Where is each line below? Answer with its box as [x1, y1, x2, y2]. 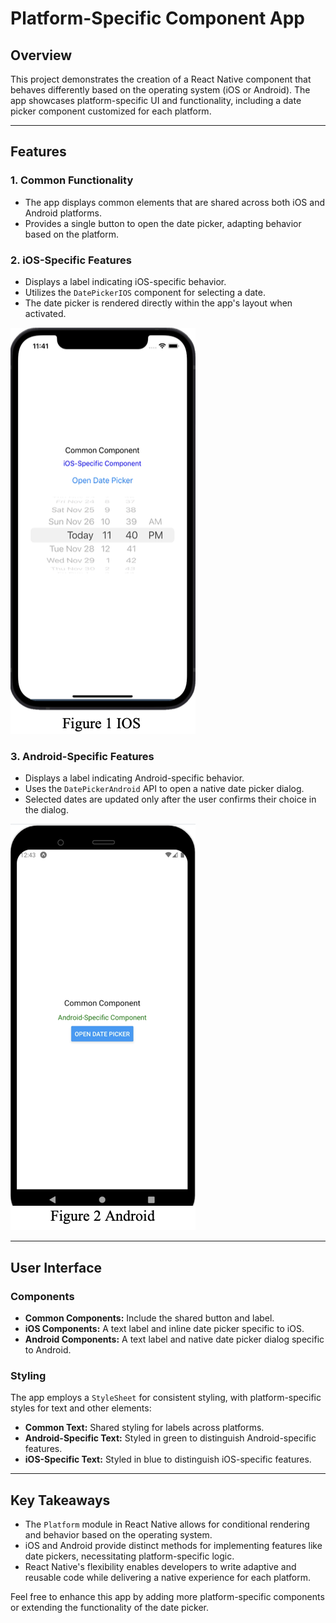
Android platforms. [24, 207, 103, 219]
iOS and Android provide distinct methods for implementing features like [24, 1540, 323, 1552]
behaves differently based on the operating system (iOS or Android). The [10, 84, 311, 96]
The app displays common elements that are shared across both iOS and [24, 196, 325, 208]
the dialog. [24, 804, 69, 816]
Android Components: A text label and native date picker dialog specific [24, 1333, 325, 1345]
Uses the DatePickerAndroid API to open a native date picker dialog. [24, 783, 305, 795]
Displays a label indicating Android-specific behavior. [24, 772, 245, 784]
